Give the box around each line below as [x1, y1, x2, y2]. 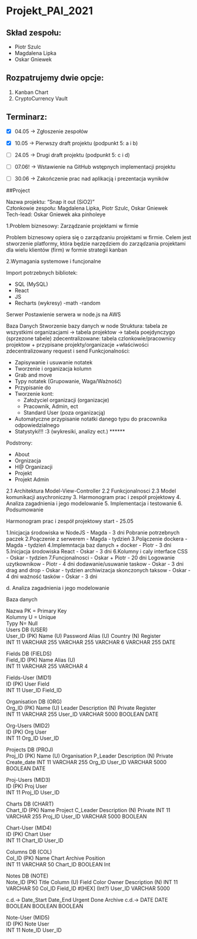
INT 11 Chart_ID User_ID [6, 837, 64, 844]
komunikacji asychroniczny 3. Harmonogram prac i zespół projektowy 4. [6, 493, 181, 500]
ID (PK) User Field [6, 680, 50, 687]
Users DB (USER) [6, 626, 48, 633]
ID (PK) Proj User [6, 782, 48, 790]
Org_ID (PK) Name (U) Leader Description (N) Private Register [6, 704, 156, 711]
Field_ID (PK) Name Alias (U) [6, 656, 75, 663]
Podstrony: [6, 439, 33, 446]
